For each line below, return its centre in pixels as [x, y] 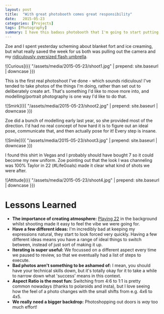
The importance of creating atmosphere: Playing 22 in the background [85, 219]
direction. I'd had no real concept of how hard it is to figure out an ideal [77, 126]
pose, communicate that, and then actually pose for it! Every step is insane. [81, 131]
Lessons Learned [41, 205]
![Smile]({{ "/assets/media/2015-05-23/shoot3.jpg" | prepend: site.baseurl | [81, 140]
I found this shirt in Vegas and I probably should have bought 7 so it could [79, 155]
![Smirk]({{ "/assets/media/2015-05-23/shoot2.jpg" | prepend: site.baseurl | [82, 106]
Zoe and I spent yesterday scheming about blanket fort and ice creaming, [79, 46]
